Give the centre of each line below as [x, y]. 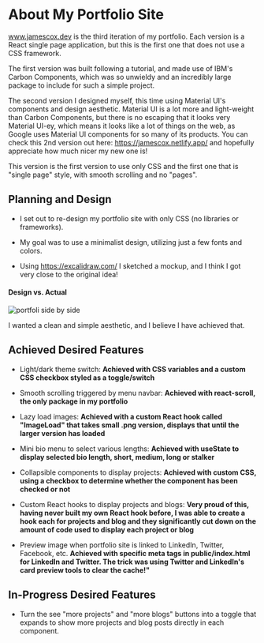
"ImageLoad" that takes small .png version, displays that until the [129, 425]
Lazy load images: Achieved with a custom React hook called [121, 416]
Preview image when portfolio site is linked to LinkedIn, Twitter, [122, 545]
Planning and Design [60, 199]
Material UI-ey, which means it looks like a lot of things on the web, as [122, 126]
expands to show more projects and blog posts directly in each [122, 622]
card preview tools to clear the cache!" [85, 570]
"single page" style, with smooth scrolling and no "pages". [103, 175]
